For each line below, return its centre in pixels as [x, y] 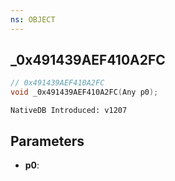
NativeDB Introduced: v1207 [69, 111]
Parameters [47, 141]
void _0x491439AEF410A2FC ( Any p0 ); [84, 92]
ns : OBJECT [33, 19]
